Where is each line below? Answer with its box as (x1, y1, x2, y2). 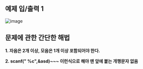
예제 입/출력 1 (5, 4, 44, 13)
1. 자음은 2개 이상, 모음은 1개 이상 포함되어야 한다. (5, 47, 100, 53)
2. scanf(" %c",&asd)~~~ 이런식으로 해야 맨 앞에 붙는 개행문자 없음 (5, 58, 138, 64)
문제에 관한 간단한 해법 (5, 34, 71, 42)
